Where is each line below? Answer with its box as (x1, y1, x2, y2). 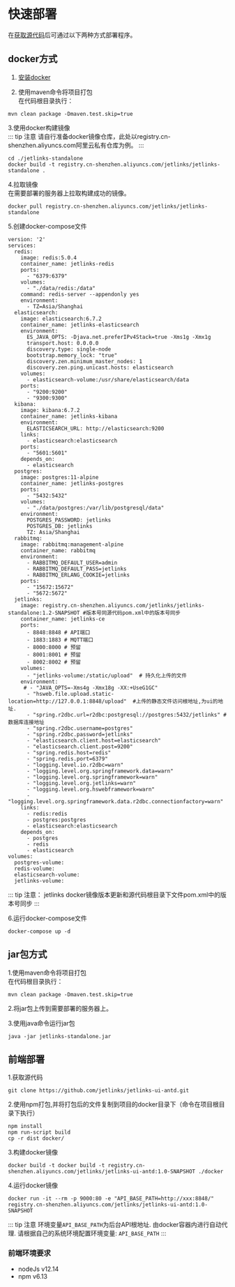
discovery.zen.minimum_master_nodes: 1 (26, 358, 142, 365)
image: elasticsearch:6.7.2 (20, 315, 102, 322)
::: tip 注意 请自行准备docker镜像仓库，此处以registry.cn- (8, 132, 171, 140)
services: (8, 242, 37, 249)
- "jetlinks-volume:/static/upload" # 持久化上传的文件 (26, 672, 188, 679)
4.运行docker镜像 (8, 1181, 59, 1189)
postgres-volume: (14, 859, 65, 866)
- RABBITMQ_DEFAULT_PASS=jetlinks (26, 565, 128, 572)
